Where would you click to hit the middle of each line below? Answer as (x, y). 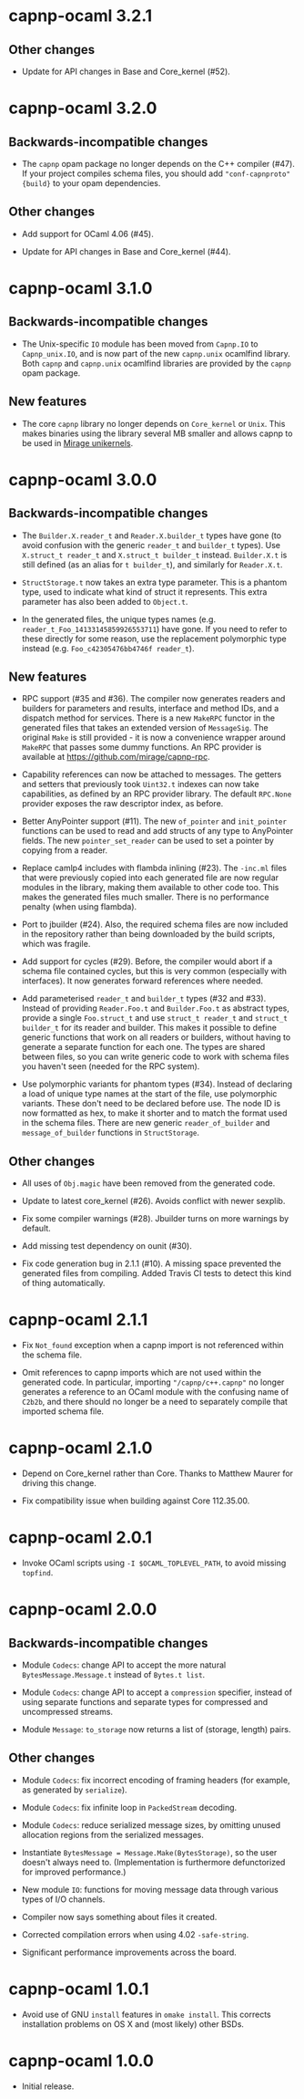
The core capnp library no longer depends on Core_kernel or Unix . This (153, 423)
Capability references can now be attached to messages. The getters (152, 774)
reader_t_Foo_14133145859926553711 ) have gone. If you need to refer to (154, 629)
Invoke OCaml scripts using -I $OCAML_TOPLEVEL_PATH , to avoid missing (154, 1563)
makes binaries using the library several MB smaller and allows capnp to (157, 433)
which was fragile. (56, 944)
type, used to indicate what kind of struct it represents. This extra (144, 592)
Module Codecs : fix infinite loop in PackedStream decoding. (129, 1807)
